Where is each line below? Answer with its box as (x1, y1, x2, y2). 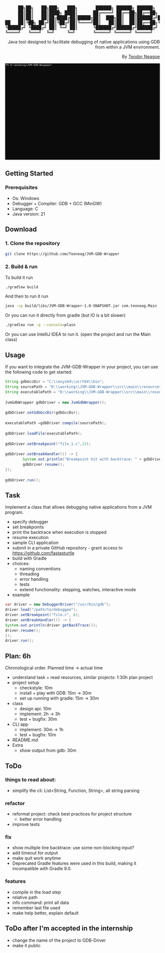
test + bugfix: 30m (19, 716, 57, 722)
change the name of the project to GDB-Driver (12, 937, 106, 943)
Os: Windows (12, 195, 39, 201)
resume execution (12, 535, 49, 541)
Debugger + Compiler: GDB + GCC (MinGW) (12, 200, 102, 206)
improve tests (12, 821, 40, 827)
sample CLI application (12, 540, 59, 545)
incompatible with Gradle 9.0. (12, 866, 72, 871)
